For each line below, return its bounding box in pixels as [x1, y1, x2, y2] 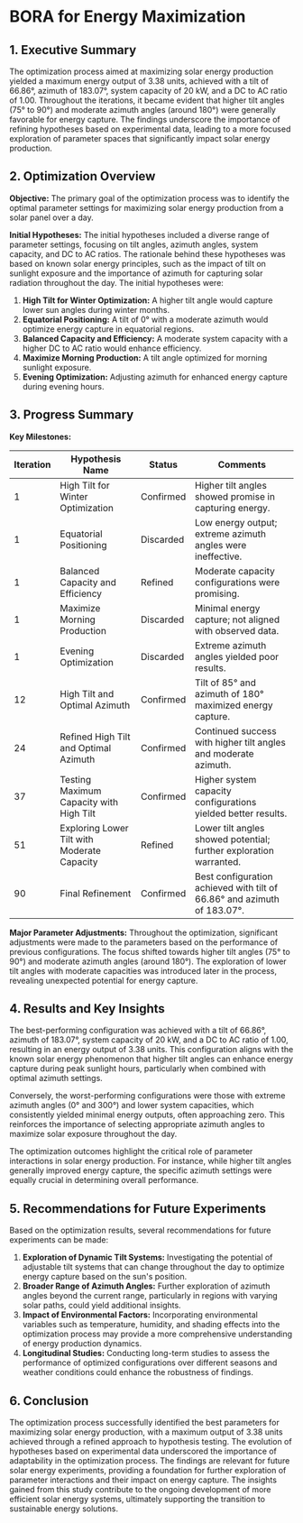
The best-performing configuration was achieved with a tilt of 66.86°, [9, 1025, 267, 1036]
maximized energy [195, 699, 273, 711]
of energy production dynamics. [22, 1338, 142, 1349]
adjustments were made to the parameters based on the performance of [9, 936, 279, 948]
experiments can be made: [9, 1234, 109, 1245]
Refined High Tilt [60, 730, 131, 743]
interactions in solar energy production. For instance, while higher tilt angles [9, 1156, 292, 1167]
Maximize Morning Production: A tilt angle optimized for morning [22, 352, 268, 362]
